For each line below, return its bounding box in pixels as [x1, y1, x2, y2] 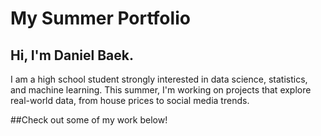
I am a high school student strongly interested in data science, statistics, [10, 73, 308, 85]
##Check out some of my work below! [10, 114, 168, 126]
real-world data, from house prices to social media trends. [10, 95, 250, 106]
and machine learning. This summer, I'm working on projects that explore [10, 84, 312, 96]
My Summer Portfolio [10, 7, 191, 30]
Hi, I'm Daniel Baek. [10, 47, 134, 64]
